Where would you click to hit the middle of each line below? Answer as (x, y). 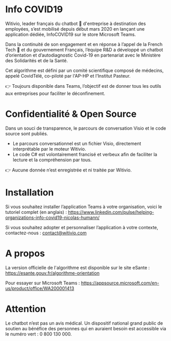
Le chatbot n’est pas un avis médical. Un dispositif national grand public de (84, 323)
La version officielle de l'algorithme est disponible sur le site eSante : (78, 267)
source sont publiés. (27, 133)
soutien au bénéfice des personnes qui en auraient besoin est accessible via (86, 328)
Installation (30, 193)
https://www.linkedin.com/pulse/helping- (111, 212)
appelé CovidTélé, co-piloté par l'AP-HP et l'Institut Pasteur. (68, 76)
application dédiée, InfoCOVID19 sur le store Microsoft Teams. (71, 34)
